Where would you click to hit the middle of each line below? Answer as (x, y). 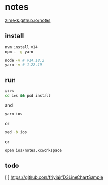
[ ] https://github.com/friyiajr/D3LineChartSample (54, 177)
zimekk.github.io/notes (28, 20)
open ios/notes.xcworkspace (33, 150)
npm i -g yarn (19, 52)
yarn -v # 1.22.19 (23, 65)
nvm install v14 (21, 47)
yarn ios (14, 114)
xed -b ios (16, 132)
